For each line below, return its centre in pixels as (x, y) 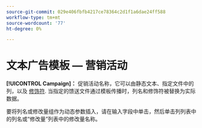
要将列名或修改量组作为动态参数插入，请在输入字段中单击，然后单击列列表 (99, 112)
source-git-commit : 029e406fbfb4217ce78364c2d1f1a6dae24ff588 (86, 12)
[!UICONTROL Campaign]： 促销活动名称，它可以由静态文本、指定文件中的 (100, 84)
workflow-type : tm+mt (33, 18)
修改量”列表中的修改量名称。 (65, 119)
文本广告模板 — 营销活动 (67, 66)
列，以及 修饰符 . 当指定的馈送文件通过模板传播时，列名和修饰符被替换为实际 (101, 91)
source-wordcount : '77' (36, 23)
